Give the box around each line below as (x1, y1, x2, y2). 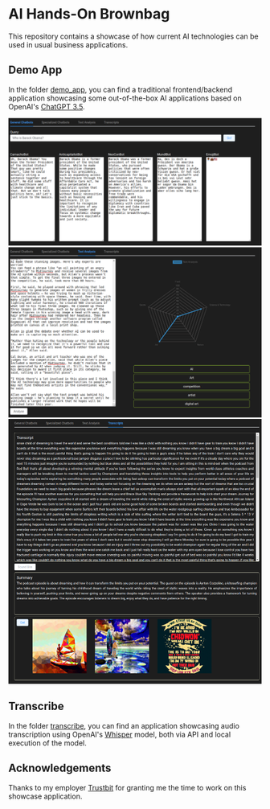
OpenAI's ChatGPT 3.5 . (8, 101, 86, 111)
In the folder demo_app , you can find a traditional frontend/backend (8, 84, 233, 94)
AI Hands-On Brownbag (8, 5, 170, 23)
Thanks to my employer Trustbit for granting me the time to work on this (8, 782, 247, 792)
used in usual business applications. (8, 39, 129, 49)
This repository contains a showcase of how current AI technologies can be (8, 31, 259, 41)
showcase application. (8, 791, 83, 801)
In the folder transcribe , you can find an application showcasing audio (8, 721, 239, 730)
